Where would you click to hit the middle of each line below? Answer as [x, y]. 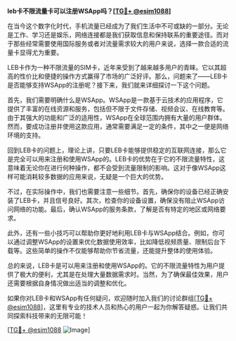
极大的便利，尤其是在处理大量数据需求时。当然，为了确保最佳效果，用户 [124, 274]
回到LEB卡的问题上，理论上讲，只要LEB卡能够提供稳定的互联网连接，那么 [114, 150]
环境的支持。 [26, 135]
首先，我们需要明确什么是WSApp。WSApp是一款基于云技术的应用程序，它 [115, 100]
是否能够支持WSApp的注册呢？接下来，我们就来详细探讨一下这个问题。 [111, 85]
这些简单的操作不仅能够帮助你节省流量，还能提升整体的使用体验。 [121, 250]
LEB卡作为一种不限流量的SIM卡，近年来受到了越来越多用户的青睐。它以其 [114, 67]
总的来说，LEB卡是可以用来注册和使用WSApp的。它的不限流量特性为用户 [113, 266]
